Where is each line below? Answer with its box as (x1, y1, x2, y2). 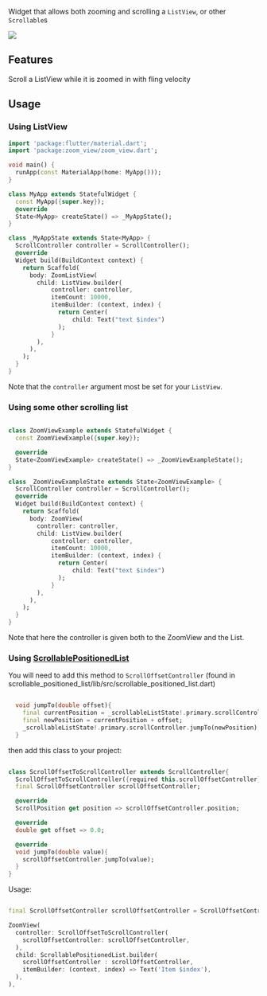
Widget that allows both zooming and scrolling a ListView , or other (8, 7, 226, 16)
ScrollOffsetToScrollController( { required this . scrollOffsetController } (15, 775, 261, 783)
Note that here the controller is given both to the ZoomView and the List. (8, 633, 245, 643)
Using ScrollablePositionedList (8, 652, 130, 663)
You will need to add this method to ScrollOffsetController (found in (8, 670, 236, 680)
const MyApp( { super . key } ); (15, 197, 105, 205)
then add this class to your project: (8, 745, 122, 755)
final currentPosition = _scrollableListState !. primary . (22, 709, 215, 717)
